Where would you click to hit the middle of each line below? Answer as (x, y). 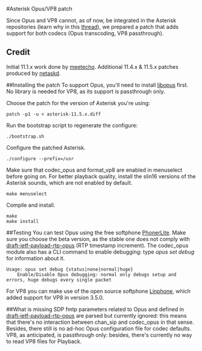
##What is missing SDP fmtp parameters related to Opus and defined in (95, 309)
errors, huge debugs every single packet (59, 280)
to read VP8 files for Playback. (44, 341)
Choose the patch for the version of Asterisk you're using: (78, 103)
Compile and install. (31, 205)
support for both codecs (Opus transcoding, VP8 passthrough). (85, 33)
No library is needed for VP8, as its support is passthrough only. (86, 91)
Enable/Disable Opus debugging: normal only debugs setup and (97, 274)
